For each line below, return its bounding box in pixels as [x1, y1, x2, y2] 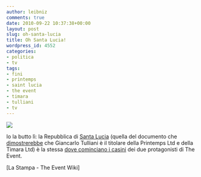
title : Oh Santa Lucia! [6, 37, 67, 43]
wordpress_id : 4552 [6, 43, 56, 49]
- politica [6, 54, 34, 60]
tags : [6, 65, 20, 72]
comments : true [6, 15, 45, 21]
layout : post [6, 25, 39, 32]
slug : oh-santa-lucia [6, 32, 61, 38]
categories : [6, 48, 36, 55]
